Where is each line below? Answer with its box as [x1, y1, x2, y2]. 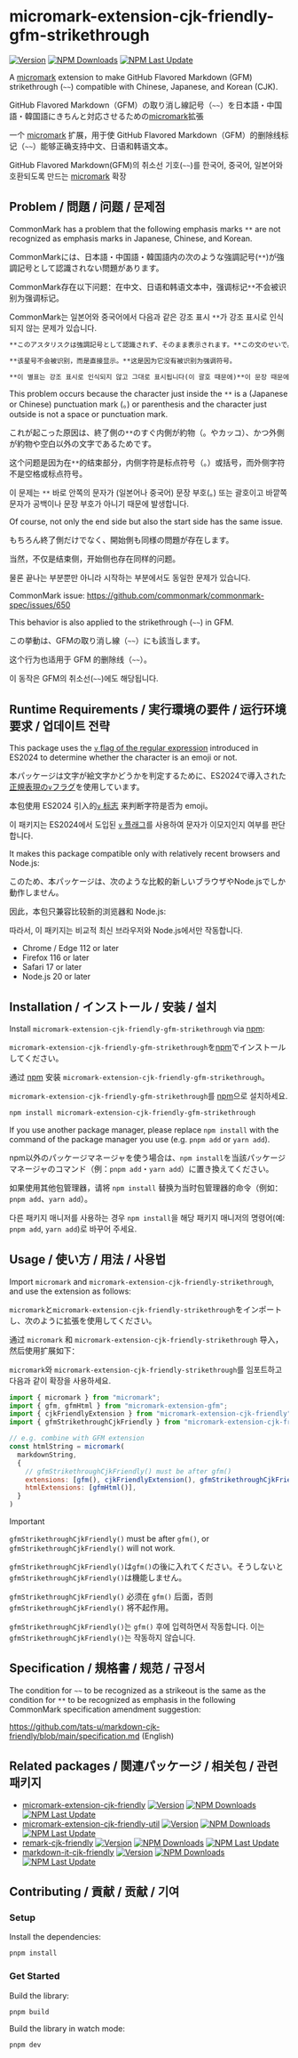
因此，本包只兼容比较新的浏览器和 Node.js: [9, 906, 167, 917]
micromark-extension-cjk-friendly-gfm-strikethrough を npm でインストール [9, 1042, 286, 1052]
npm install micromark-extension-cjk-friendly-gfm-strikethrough [9, 1109, 255, 1118]
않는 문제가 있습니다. [25, 322, 98, 333]
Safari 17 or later [21, 962, 82, 973]
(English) [141, 1731, 175, 1741]
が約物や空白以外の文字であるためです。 [9, 439, 157, 449]
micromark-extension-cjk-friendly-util [21, 1818, 161, 1829]
